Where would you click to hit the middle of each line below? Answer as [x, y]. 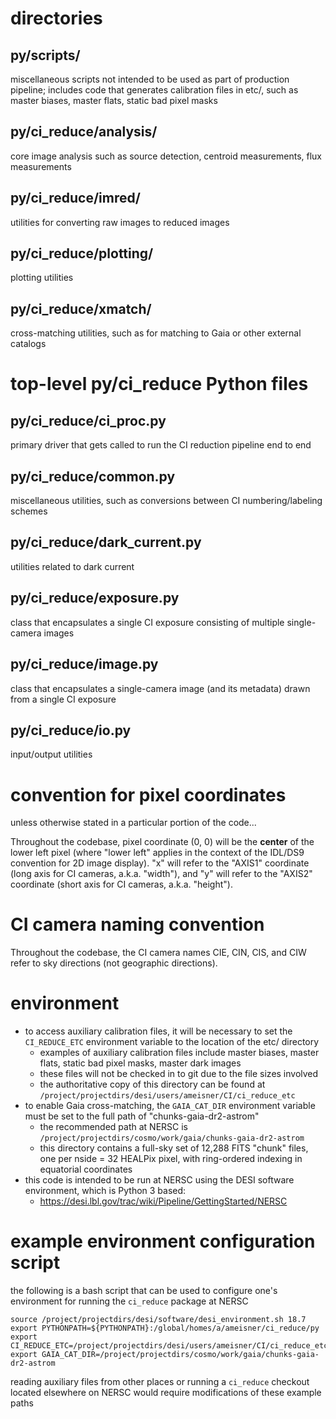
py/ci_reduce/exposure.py [95, 598]
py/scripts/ [45, 55]
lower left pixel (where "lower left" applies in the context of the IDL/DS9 [157, 853]
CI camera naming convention [137, 924]
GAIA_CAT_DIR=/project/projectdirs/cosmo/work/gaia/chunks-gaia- [180, 1355]
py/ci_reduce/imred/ [75, 198]
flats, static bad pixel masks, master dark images [140, 1063]
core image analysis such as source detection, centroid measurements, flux [166, 156]
